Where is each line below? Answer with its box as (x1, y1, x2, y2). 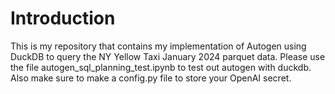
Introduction (10, 7, 116, 30)
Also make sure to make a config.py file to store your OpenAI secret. (10, 72, 292, 84)
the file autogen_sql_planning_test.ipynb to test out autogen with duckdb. (10, 61, 312, 73)
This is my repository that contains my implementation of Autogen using (10, 40, 307, 52)
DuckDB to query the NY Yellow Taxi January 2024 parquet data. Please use (10, 50, 326, 62)
